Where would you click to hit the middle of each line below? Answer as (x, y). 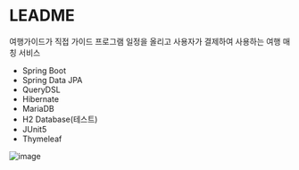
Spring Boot (44, 70)
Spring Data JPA (52, 80)
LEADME (42, 16)
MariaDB (38, 108)
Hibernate (41, 98)
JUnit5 (34, 129)
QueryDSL (41, 89)
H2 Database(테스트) (60, 119)
